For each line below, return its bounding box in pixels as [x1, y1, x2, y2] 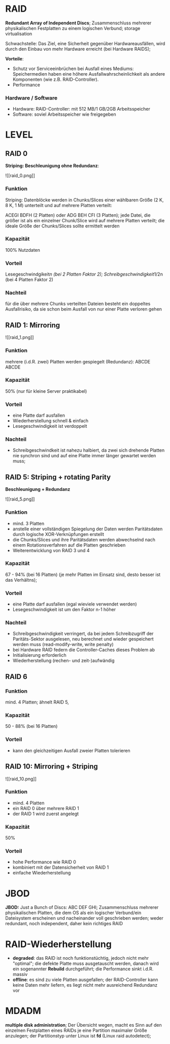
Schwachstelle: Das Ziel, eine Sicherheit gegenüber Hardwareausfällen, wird [5, 40, 165, 46]
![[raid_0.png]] [5, 173, 36, 179]
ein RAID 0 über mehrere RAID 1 [12, 805, 80, 811]
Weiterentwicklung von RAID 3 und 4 [12, 547, 90, 553]
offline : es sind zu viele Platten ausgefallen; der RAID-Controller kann [12, 976, 158, 983]
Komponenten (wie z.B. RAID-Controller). [12, 76, 99, 82]
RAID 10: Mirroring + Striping [5, 762, 98, 771]
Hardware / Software [5, 94, 58, 102]
